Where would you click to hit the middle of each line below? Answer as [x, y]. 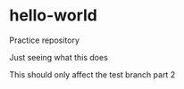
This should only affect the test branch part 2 [92, 74]
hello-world [54, 16]
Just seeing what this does [59, 57]
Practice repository [45, 40]
